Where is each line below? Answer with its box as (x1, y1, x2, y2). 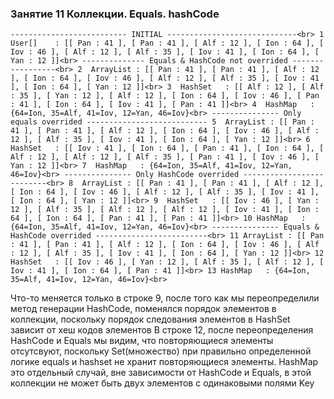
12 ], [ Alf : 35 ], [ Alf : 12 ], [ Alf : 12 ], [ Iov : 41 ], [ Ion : (10, 205, 320, 215)
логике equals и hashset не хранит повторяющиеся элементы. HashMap (10, 356, 319, 368)
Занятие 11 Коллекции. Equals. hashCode (10, 7, 220, 21)
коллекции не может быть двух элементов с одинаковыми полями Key (10, 377, 315, 389)
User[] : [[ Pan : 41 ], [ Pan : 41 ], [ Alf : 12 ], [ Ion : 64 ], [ (10, 38, 325, 49)
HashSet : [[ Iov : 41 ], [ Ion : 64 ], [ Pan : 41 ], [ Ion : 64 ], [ (10, 143, 325, 154)
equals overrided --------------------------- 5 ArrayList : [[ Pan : (10, 117, 315, 127)
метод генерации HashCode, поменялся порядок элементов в (10, 303, 277, 315)
